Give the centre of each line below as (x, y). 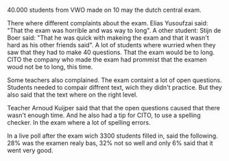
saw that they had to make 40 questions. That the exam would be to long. (111, 52)
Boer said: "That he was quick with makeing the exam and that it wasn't (108, 38)
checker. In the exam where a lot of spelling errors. (79, 122)
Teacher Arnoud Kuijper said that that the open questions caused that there (114, 108)
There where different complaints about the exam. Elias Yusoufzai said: (108, 23)
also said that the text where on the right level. (73, 95)
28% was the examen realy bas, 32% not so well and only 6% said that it (110, 143)
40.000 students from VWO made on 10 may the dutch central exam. (104, 10)
